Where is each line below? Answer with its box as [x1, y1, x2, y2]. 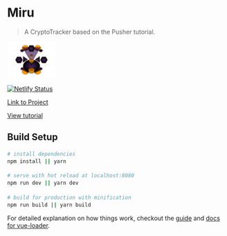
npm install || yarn [7, 157, 67, 165]
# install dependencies [7, 150, 76, 157]
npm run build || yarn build [7, 201, 91, 208]
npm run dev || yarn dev [7, 179, 79, 187]
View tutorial [7, 111, 44, 119]
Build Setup [7, 131, 58, 143]
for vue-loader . [7, 221, 51, 229]
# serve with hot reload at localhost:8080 [7, 173, 135, 179]
